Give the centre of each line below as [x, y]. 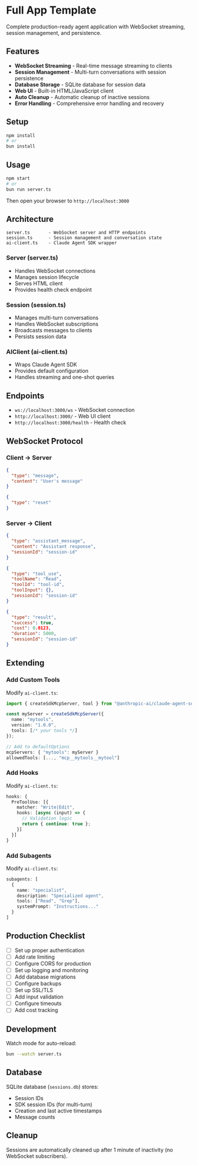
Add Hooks [22, 773]
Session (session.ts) [36, 305]
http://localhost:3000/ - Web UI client [62, 416]
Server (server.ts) [32, 258]
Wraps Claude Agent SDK [46, 365]
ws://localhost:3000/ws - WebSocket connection [75, 410]
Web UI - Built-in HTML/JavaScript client [64, 91]
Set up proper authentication [49, 950]
